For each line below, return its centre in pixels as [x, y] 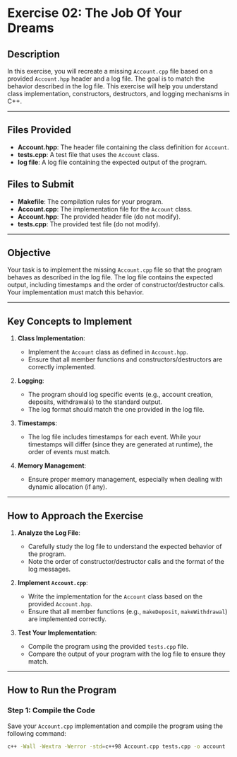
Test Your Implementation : [57, 633]
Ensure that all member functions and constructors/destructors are [125, 359]
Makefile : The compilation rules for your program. [90, 201]
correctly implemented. [62, 367]
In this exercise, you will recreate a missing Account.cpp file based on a [110, 71]
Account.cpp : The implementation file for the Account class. [105, 209]
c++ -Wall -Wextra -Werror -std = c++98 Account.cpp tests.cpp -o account [116, 746]
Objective [29, 253]
